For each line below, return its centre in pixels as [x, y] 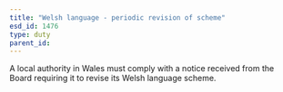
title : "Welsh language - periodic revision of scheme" [117, 18]
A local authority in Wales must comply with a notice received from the [142, 69]
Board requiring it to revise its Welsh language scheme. [113, 78]
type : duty [30, 34]
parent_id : [30, 43]
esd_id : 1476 [34, 26]
